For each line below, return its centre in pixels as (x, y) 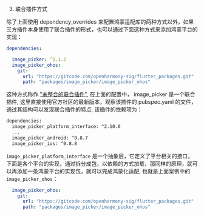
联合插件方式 (31, 9)
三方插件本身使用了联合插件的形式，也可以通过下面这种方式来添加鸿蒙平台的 (102, 29)
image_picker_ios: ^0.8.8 (45, 143)
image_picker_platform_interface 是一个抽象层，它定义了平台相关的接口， (100, 156)
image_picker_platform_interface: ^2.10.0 (66, 127)
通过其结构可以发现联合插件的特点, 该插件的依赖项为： (74, 110)
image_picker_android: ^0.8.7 (50, 138)
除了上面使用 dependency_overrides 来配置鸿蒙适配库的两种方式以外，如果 (100, 22)
